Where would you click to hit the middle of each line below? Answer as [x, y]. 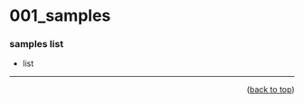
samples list [37, 44]
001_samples [60, 16]
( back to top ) [271, 90]
